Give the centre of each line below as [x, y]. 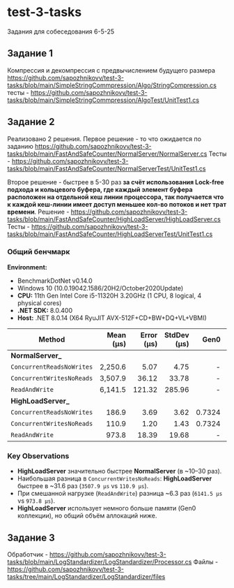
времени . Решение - [38, 212]
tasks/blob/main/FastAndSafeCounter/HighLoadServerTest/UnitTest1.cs [110, 234]
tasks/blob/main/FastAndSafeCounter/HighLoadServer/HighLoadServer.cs [114, 219]
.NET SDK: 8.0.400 [45, 310]
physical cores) [39, 303]
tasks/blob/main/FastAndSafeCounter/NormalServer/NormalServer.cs [107, 154]
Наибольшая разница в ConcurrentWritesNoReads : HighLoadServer [115, 478]
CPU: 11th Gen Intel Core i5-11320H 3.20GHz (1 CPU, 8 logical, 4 [109, 295]
